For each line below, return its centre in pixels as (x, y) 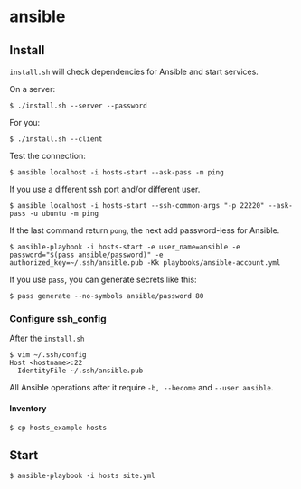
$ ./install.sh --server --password (78, 106)
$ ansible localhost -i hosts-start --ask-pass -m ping (117, 173)
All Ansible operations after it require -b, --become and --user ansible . (141, 388)
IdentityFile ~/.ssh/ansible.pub (80, 371)
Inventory (28, 408)
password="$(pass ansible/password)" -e (87, 255)
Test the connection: (47, 156)
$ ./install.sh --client (56, 139)
